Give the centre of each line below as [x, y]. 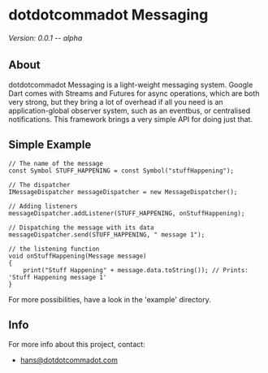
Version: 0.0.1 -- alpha [45, 37]
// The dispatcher [39, 184]
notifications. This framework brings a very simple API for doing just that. [131, 119]
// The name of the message [56, 163]
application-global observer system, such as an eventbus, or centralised [130, 111]
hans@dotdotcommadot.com [69, 360]
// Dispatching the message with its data [81, 228]
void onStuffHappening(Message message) [78, 256]
